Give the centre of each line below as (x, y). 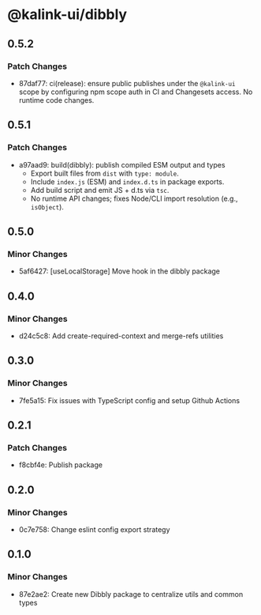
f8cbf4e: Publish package (61, 465)
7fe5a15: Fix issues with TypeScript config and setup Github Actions (129, 400)
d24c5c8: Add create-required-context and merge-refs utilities (121, 336)
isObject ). (47, 206)
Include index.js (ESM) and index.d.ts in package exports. (127, 181)
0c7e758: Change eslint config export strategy (94, 530)
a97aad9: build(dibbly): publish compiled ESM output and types (122, 164)
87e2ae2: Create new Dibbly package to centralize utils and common (131, 594)
